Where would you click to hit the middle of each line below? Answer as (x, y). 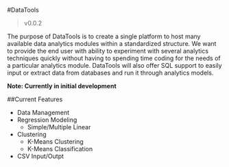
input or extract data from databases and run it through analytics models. (110, 73)
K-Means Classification (60, 149)
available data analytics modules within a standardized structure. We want (112, 43)
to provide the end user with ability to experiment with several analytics (108, 51)
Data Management (43, 113)
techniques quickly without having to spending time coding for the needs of (114, 58)
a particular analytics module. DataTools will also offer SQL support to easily (114, 65)
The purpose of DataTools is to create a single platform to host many (104, 36)
